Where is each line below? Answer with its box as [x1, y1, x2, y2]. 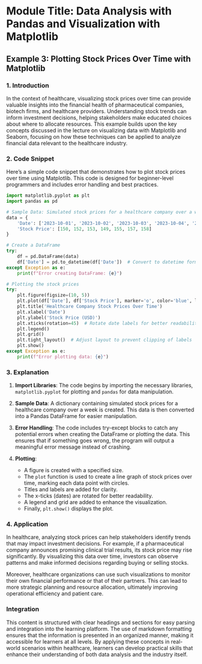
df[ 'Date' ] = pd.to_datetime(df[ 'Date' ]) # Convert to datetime [17, 259, 185, 265]
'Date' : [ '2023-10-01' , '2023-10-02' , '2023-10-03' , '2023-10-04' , [17, 220, 189, 226]
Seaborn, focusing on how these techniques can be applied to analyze [6, 133, 181, 140]
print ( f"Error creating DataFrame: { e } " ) [17, 270, 122, 276]
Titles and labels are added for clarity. [23, 486, 118, 493]
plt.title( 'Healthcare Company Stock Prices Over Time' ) [17, 304, 163, 310]
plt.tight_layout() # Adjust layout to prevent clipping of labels [17, 337, 192, 343]
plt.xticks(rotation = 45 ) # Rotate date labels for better [17, 320, 168, 326]
